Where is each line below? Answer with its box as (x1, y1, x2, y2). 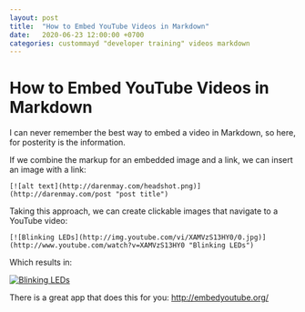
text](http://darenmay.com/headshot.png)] (37, 182, 202, 191)
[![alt (9, 182, 35, 191)
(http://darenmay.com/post (9, 190, 112, 199)
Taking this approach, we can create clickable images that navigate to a (9, 206, 279, 216)
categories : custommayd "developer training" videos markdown (9, 38, 250, 48)
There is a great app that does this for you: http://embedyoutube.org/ (9, 292, 269, 303)
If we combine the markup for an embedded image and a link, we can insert (9, 155, 293, 166)
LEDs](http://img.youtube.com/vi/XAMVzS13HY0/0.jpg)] (57, 233, 267, 242)
